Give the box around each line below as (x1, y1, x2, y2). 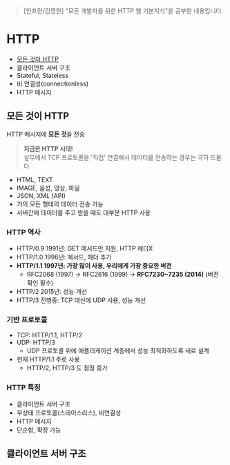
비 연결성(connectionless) (16, 79, 89, 88)
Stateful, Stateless (16, 71, 69, 79)
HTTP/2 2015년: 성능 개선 (16, 288, 88, 296)
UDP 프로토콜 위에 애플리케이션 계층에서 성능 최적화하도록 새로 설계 (26, 346, 210, 355)
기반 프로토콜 (6, 315, 48, 324)
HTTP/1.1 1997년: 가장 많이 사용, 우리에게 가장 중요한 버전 (16, 261, 172, 270)
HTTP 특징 (6, 383, 41, 393)
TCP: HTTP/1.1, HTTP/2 (16, 331, 83, 339)
